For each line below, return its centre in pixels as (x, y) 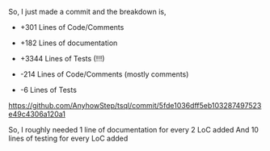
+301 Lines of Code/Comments (72, 27)
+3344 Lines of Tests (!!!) (62, 59)
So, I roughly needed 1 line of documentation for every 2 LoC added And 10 (133, 130)
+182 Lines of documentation (69, 43)
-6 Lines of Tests (48, 90)
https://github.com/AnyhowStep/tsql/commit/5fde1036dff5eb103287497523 (135, 105)
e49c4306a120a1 (37, 114)
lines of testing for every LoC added (68, 138)
